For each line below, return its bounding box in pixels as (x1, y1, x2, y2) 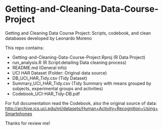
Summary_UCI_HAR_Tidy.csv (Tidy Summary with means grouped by (12, 80, 152, 86)
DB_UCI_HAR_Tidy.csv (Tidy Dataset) (12, 75, 88, 81)
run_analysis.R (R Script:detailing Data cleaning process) (12, 59, 127, 65)
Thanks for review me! (5, 120, 50, 126)
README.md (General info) (12, 65, 67, 71)
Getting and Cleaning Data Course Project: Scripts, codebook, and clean (5, 30, 151, 36)
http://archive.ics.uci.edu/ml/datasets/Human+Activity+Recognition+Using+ (5, 105, 158, 111)
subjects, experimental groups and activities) (12, 85, 103, 91)
